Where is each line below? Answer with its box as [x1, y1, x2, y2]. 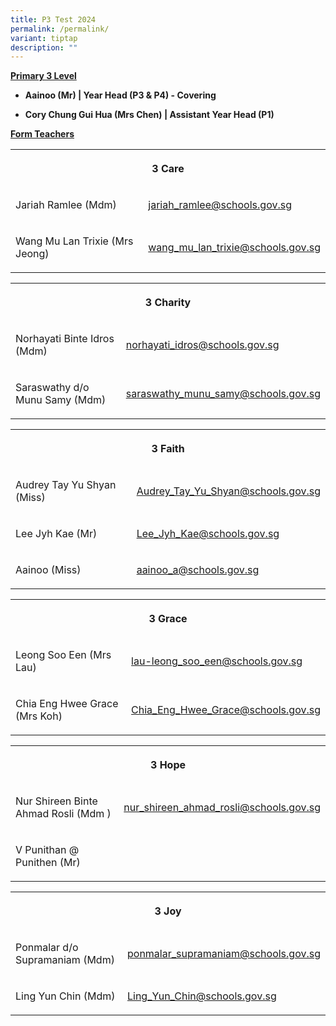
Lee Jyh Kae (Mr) [15, 527, 98, 541]
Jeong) [15, 247, 50, 261]
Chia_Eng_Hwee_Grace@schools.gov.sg [131, 703, 321, 717]
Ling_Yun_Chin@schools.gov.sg [126, 989, 277, 1003]
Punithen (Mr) [15, 856, 81, 870]
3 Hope [149, 758, 187, 772]
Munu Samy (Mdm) [15, 393, 107, 407]
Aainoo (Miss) [15, 563, 82, 577]
